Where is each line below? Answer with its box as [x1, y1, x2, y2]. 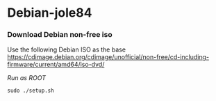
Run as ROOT [7, 74, 47, 82]
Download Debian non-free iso [7, 30, 113, 40]
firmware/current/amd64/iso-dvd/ [7, 61, 105, 69]
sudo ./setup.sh [7, 87, 54, 95]
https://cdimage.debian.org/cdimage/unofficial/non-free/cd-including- [7, 53, 210, 61]
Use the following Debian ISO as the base [7, 45, 126, 54]
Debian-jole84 [7, 5, 92, 21]
